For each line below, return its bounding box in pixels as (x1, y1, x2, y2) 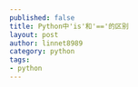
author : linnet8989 (9, 38, 84, 48)
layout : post (9, 30, 59, 39)
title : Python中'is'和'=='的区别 (9, 22, 129, 31)
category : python (9, 47, 75, 56)
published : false (9, 13, 75, 23)
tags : (9, 55, 30, 64)
